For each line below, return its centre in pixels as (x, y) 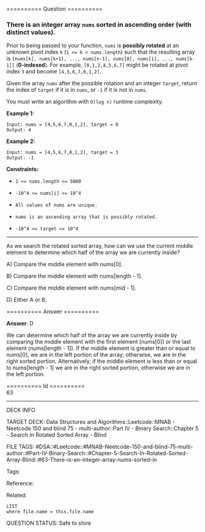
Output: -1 (20, 158)
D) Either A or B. (27, 300)
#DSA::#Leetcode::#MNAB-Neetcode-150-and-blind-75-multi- (114, 447)
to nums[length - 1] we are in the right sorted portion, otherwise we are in (99, 368)
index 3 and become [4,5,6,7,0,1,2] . (54, 71)
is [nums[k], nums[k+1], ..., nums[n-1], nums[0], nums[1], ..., (90, 59)
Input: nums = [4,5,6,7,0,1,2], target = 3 (63, 153)
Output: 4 (19, 130)
